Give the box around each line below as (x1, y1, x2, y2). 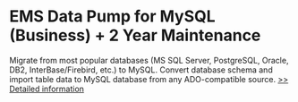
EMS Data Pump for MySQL (9, 6, 217, 27)
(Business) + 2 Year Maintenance (9, 25, 261, 46)
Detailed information (9, 83, 85, 94)
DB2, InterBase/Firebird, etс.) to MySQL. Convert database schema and (9, 64, 273, 75)
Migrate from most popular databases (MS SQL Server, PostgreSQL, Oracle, (9, 55, 289, 65)
